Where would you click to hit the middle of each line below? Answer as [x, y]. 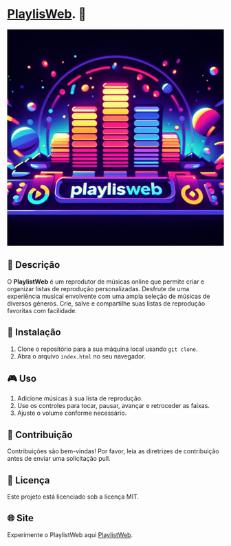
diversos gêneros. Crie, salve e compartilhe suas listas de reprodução [106, 303]
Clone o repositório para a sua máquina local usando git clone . [107, 349]
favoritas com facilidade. [42, 310]
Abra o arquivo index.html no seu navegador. [81, 356]
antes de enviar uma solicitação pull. [59, 459]
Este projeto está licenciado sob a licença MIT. [73, 497]
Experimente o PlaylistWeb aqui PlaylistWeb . [70, 534]
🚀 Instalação [34, 332]
